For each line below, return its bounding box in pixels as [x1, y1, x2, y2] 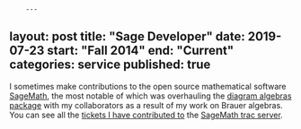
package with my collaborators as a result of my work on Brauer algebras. [9, 99, 283, 110]
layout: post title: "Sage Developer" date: [9, 29, 245, 45]
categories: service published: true [9, 57, 211, 73]
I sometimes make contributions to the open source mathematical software [9, 81, 287, 91]
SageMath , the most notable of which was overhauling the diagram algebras [9, 90, 292, 101]
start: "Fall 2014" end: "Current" [47, 43, 235, 58]
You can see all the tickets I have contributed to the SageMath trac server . [9, 109, 283, 120]
